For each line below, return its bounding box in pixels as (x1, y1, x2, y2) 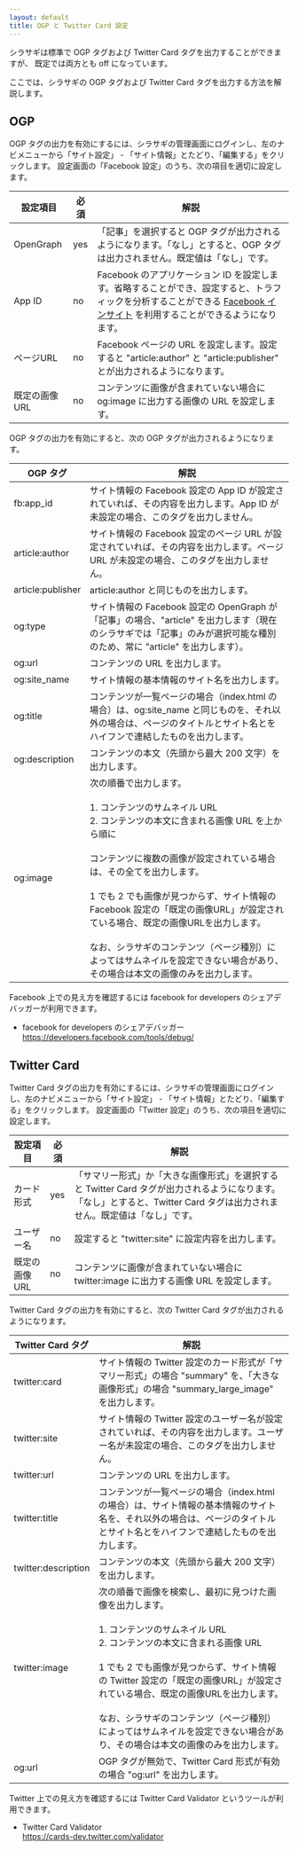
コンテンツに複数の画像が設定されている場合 (90, 852, 277, 865)
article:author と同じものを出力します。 (90, 584, 254, 597)
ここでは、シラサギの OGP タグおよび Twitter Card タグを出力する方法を (9, 76, 274, 87)
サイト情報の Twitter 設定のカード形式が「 (98, 1356, 275, 1368)
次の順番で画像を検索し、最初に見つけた (98, 1586, 268, 1598)
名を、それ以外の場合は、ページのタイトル (98, 1513, 277, 1525)
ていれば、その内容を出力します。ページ (115, 541, 284, 553)
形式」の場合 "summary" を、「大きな (125, 1369, 279, 1382)
